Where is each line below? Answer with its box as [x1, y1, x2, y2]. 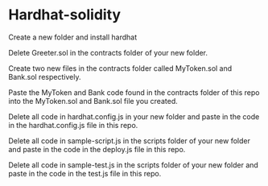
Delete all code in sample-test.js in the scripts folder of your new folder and [8, 159, 259, 170]
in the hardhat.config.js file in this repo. [8, 120, 138, 130]
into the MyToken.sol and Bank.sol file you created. [8, 96, 179, 105]
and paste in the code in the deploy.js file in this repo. [8, 144, 186, 154]
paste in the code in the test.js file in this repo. [8, 168, 162, 178]
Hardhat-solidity [8, 6, 122, 24]
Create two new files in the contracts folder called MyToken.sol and [8, 63, 233, 73]
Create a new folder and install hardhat [8, 32, 138, 42]
